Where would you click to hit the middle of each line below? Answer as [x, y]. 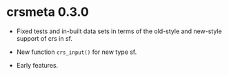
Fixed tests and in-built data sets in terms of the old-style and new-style [119, 31]
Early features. [37, 65]
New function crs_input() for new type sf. [77, 52]
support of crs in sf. [44, 38]
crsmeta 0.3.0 [48, 12]
